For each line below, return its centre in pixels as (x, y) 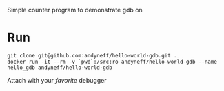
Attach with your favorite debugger (57, 80)
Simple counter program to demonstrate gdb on (75, 10)
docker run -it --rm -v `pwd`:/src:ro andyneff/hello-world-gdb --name (112, 62)
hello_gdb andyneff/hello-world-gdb (60, 68)
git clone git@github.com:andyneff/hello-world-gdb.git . (92, 55)
